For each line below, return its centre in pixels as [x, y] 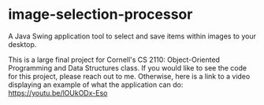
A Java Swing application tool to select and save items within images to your [132, 36]
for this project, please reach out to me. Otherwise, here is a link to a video [129, 76]
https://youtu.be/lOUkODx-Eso [58, 92]
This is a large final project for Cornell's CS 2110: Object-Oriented [114, 60]
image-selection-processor [100, 14]
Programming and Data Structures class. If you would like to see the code [127, 67]
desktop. [22, 44]
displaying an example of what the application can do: [96, 85]
